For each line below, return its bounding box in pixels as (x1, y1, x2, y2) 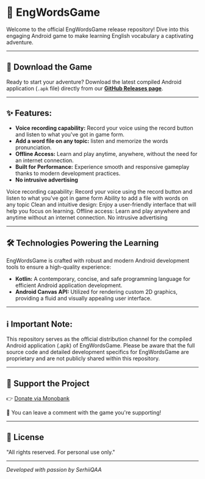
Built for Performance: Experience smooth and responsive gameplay (15, 163, 190, 170)
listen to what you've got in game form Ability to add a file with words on (6, 194, 189, 202)
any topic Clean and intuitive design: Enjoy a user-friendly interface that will (6, 200, 196, 208)
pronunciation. (15, 143, 52, 151)
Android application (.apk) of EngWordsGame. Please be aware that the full (6, 342, 195, 349)
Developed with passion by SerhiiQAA (6, 466, 102, 473)
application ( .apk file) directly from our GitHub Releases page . (6, 85, 164, 92)
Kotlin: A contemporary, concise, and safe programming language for (15, 275, 191, 283)
